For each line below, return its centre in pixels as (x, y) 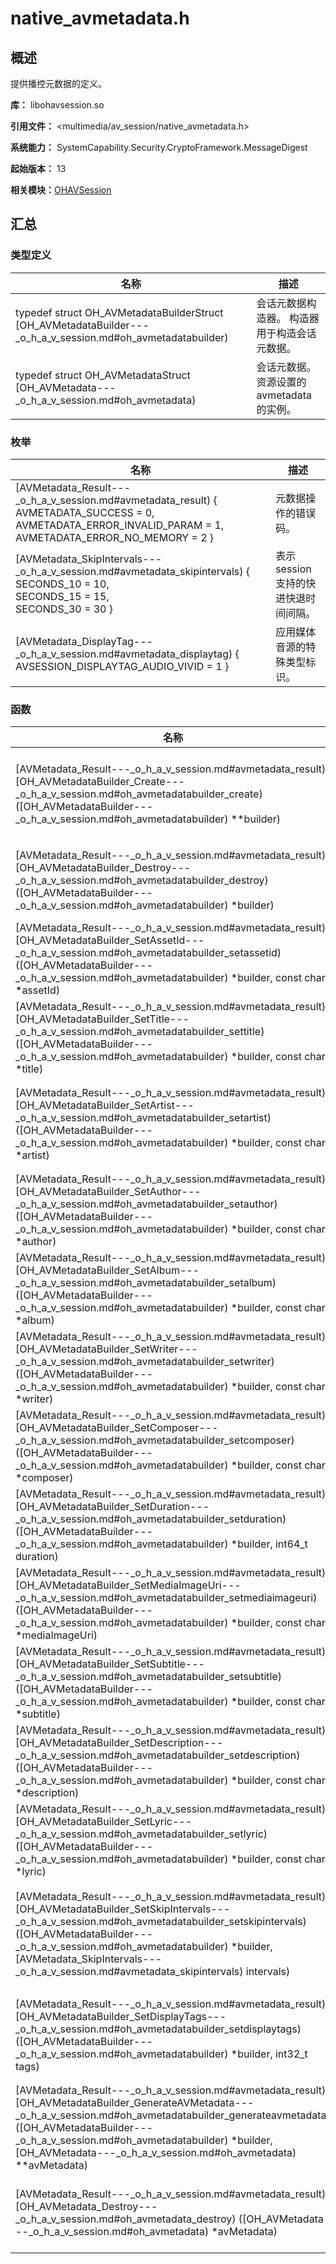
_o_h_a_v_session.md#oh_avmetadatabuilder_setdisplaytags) (158, 2029)
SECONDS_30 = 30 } (64, 609)
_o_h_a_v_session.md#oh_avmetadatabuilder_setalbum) (146, 1283)
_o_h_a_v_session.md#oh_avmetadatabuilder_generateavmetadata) (173, 2115)
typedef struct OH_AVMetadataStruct (103, 375)
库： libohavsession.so (57, 105)
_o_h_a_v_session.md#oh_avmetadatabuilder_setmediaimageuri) (166, 1598)
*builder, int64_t (269, 1544)
